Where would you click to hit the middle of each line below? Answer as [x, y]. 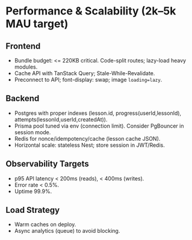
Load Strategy [33, 210]
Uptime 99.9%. [33, 191]
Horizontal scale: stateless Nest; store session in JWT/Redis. [89, 145]
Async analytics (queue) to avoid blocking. [67, 231]
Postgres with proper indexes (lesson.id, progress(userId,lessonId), [98, 113]
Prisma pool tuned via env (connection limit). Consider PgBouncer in [99, 126]
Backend [23, 98]
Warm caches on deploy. [45, 224]
